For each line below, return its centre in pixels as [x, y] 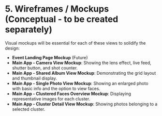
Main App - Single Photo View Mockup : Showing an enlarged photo [80, 83]
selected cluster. [29, 109]
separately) [29, 30]
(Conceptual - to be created [62, 19]
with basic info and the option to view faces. [56, 88]
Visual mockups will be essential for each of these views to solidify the [75, 43]
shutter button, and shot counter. [45, 68]
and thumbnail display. [34, 78]
